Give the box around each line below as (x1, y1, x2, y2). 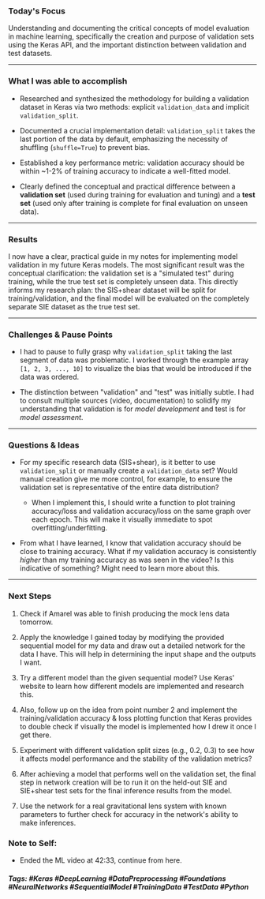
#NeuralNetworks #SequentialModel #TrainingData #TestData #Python (8, 882, 249, 891)
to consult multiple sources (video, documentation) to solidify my (19, 396, 231, 406)
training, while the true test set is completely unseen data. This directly (8, 276, 238, 286)
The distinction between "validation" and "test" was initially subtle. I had (19, 388, 255, 397)
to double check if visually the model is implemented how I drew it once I (19, 721, 256, 731)
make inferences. (19, 818, 77, 827)
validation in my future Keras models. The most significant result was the (8, 260, 245, 269)
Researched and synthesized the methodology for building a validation (19, 93, 250, 103)
